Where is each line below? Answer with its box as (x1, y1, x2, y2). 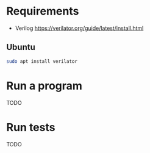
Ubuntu (6, 42, 35, 52)
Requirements (6, 4, 79, 18)
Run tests (6, 120, 55, 134)
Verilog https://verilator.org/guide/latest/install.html (15, 24, 144, 32)
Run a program (6, 79, 82, 93)
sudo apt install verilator (6, 58, 78, 65)
